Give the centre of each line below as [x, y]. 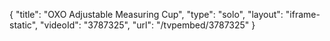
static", [24, 25]
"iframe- [303, 14]
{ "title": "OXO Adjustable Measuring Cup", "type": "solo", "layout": [146, 14]
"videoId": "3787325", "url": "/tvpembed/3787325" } [148, 25]
